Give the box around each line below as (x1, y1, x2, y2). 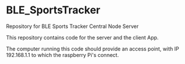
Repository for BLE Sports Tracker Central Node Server (6, 23, 139, 30)
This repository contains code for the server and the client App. (6, 34, 159, 41)
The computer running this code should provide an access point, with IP (6, 45, 179, 52)
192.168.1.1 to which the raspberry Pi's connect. (6, 51, 119, 58)
